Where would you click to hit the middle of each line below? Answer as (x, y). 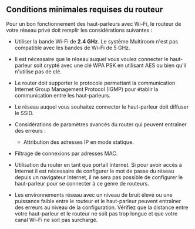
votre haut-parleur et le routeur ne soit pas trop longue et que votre (96, 213)
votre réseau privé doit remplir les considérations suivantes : (79, 30)
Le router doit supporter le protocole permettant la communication (95, 83)
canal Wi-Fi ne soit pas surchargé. (56, 220)
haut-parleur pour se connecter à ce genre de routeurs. (82, 183)
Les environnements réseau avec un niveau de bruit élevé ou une (93, 195)
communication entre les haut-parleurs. (63, 95)
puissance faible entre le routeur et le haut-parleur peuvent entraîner (98, 201)
